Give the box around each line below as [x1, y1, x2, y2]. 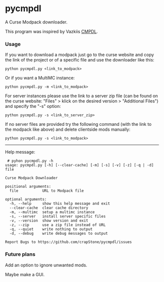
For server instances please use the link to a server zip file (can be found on [5, 93, 158, 99]
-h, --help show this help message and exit [9, 201, 110, 206]
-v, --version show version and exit [9, 218, 89, 223]
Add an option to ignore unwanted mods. [5, 262, 87, 268]
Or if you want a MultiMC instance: [5, 75, 75, 81]
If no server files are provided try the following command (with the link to [5, 121, 152, 127]
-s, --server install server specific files [9, 214, 106, 219]
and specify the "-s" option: [5, 103, 61, 109]
